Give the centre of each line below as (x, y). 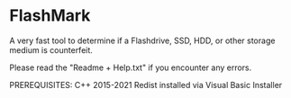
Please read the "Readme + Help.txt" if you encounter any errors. (131, 67)
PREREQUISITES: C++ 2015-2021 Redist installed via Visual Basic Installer (146, 85)
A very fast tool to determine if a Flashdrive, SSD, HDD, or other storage (142, 40)
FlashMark (50, 16)
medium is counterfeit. (51, 49)
